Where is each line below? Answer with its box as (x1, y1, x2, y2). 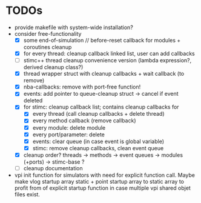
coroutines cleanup (23, 44, 72, 50)
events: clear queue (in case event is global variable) (32, 138, 165, 145)
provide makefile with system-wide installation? (14, 24, 134, 31)
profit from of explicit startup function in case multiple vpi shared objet (14, 184, 191, 191)
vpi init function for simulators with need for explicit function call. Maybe (14, 171, 195, 179)
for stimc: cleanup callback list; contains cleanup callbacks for (23, 104, 179, 111)
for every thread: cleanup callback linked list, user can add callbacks (23, 50, 195, 57)
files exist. (14, 190, 41, 198)
